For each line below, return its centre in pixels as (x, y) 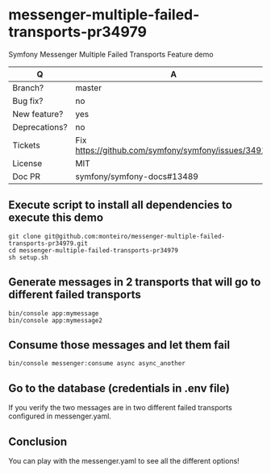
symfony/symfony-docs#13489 (137, 177)
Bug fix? (28, 101)
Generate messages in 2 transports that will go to (135, 283)
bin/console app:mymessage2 (56, 320)
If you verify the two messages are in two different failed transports (120, 408)
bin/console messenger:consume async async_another (97, 364)
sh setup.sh (28, 257)
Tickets (26, 145)
